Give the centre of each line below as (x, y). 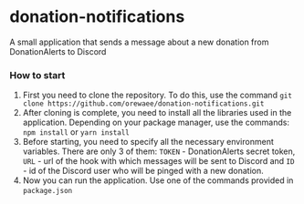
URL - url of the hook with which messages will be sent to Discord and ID (158, 161)
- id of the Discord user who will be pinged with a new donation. (143, 171)
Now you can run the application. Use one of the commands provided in (158, 180)
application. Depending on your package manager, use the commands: (156, 122)
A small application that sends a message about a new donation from (139, 42)
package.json (47, 191)
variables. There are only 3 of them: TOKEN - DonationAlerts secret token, (159, 151)
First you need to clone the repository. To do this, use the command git (157, 95)
